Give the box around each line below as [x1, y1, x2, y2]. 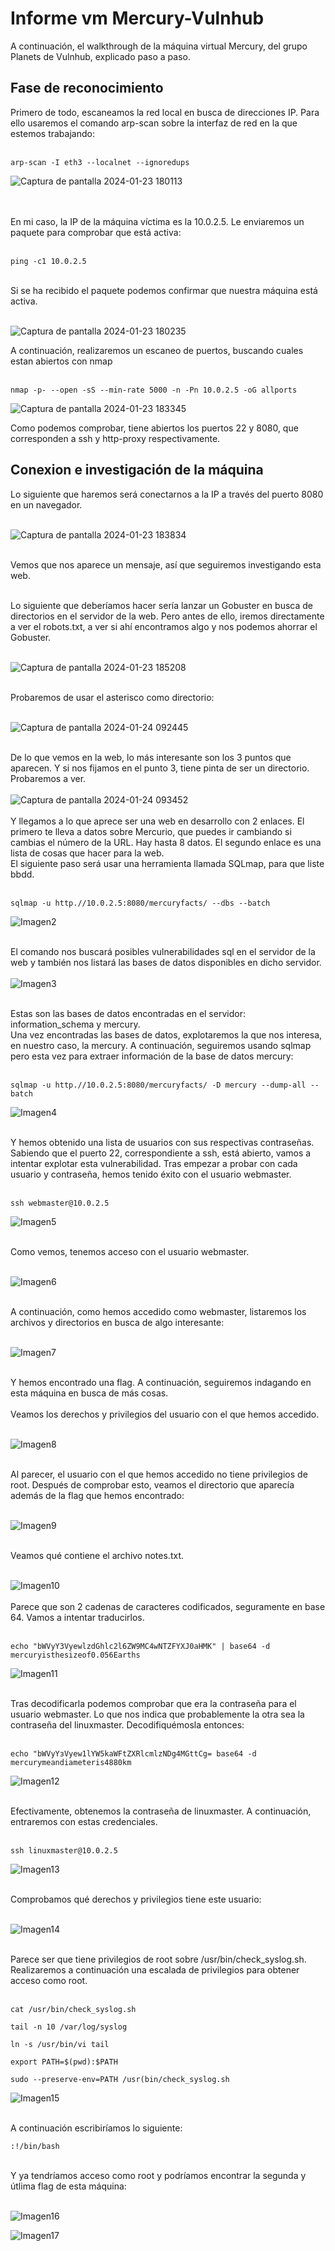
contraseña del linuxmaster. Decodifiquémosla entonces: [10, 1718, 245, 1731]
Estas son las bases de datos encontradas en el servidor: [10, 1007, 246, 1019]
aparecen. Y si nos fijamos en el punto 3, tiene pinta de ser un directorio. [10, 762, 310, 774]
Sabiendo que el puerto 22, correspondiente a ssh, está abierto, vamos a [10, 1147, 312, 1159]
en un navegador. [10, 498, 83, 511]
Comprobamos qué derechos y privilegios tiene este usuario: [10, 1893, 262, 1905]
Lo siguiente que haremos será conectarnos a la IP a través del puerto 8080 [10, 488, 324, 500]
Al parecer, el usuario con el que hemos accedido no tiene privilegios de [10, 1468, 308, 1480]
